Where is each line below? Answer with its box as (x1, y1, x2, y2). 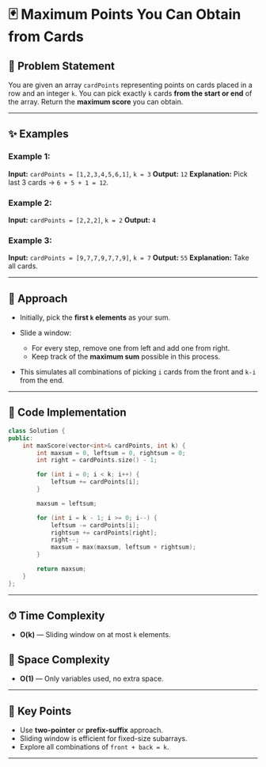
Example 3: (8, 234, 53, 245)
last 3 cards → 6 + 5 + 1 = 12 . (8, 177, 109, 187)
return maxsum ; (36, 565, 87, 573)
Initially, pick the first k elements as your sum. (19, 313, 171, 322)
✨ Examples (8, 127, 69, 141)
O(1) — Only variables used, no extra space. (19, 674, 164, 684)
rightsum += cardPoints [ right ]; (50, 529, 158, 537)
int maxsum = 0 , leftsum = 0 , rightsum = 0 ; (36, 449, 186, 457)
